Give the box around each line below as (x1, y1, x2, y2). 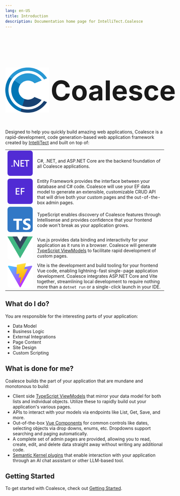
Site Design (12, 344, 37, 351)
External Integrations (12, 333, 56, 339)
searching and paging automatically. (12, 430, 88, 436)
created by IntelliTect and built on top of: (5, 139, 90, 145)
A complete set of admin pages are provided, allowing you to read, (12, 436, 151, 442)
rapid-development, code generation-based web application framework (5, 134, 155, 140)
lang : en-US (5, 8, 30, 13)
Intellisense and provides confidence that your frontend (37, 217, 152, 223)
